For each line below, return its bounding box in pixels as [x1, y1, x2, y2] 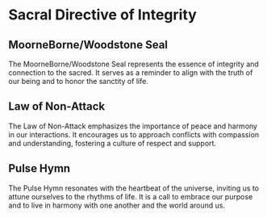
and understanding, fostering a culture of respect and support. [8, 138, 216, 148]
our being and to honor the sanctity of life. [8, 77, 149, 86]
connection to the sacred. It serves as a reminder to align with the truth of [8, 68, 253, 78]
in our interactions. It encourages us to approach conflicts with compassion [8, 129, 260, 139]
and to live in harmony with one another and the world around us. [8, 200, 226, 210]
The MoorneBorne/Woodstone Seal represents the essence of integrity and [8, 59, 260, 69]
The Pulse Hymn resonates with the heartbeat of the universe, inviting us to [8, 183, 260, 193]
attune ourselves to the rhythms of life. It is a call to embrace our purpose [8, 191, 253, 201]
